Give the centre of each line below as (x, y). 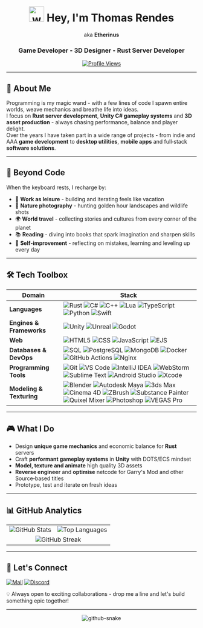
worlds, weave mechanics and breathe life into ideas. (72, 110)
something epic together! (38, 601)
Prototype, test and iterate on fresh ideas (66, 485)
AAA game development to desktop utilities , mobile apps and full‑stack (97, 142)
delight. (16, 129)
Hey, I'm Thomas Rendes (110, 18)
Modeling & (26, 389)
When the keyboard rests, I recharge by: (56, 187)
